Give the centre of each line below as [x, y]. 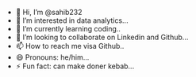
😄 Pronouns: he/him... [52, 57]
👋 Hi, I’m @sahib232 [49, 12]
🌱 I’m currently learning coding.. [68, 29]
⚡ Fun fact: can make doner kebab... [75, 66]
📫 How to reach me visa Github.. [70, 46]
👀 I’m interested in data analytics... [72, 20]
